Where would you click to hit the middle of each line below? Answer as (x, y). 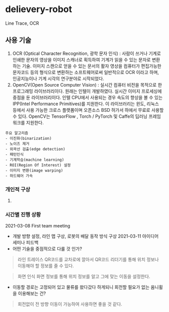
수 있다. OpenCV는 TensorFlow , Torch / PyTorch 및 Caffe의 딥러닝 (80, 116)
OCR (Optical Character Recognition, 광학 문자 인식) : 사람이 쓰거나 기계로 (87, 53)
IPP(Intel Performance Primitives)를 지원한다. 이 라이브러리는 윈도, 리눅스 (86, 104)
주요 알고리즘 (17, 133)
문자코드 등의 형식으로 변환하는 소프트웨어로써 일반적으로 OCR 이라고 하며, (86, 72)
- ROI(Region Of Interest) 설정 (38, 165)
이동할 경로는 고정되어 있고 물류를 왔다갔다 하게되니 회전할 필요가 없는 (81, 287)
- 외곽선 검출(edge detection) (35, 149)
